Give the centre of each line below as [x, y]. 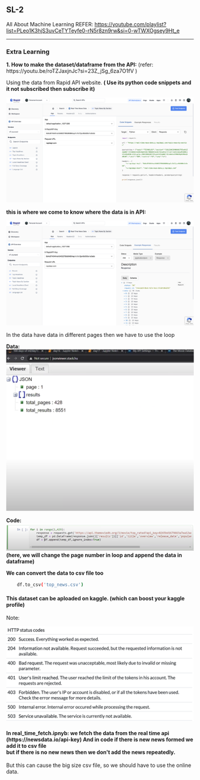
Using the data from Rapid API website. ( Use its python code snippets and [99, 82]
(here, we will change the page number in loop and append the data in [94, 555]
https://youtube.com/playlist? [130, 24]
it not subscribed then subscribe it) [51, 89]
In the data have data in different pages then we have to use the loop [90, 335]
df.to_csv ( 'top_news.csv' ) [50, 585]
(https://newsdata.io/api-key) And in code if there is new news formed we [100, 739]
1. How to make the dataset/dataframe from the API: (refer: [80, 65]
